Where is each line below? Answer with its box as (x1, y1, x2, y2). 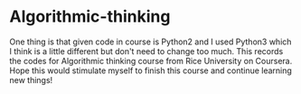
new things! (9, 74, 53, 85)
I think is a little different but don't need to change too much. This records (9, 45, 284, 56)
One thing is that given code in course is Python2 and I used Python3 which (9, 36, 292, 47)
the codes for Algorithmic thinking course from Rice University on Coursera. (9, 55, 293, 66)
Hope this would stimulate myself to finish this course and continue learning (9, 65, 292, 76)
